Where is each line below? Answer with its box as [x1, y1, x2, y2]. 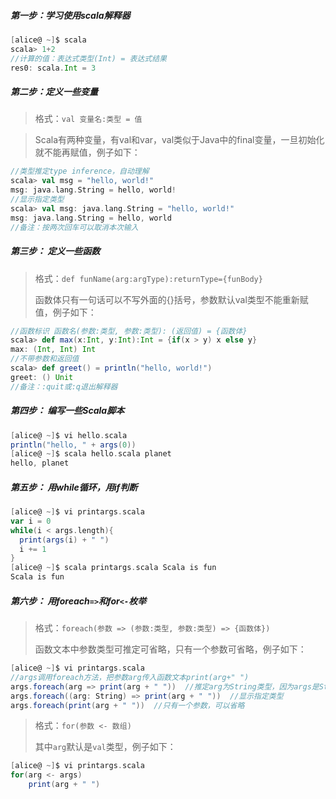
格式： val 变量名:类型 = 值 [34, 113, 143, 125]
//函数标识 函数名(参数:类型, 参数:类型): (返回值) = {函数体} [10, 326, 248, 336]
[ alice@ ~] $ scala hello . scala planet [10, 449, 172, 459]
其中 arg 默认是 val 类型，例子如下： [34, 741, 177, 753]
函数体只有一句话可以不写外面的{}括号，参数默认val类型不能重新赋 [34, 293, 309, 305]
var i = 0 [10, 516, 52, 526]
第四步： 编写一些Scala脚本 [10, 405, 125, 417]
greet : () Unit [10, 372, 74, 382]
